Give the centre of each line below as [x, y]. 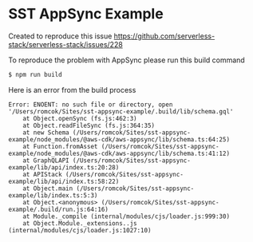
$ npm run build [35, 74]
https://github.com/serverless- [164, 36]
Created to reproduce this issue [60, 36]
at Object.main [48, 188]
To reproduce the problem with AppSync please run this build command [126, 60]
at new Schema [46, 133]
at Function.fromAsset [60, 146]
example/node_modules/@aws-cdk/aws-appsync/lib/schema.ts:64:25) [119, 139]
